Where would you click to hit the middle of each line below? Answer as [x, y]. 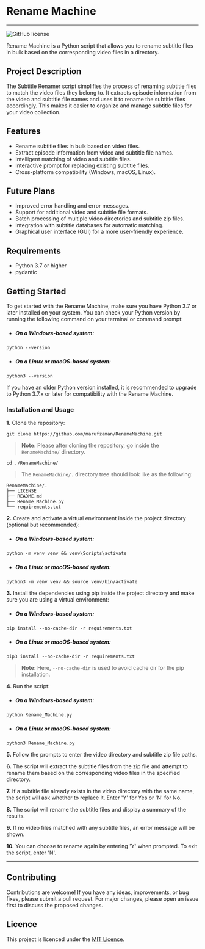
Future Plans [31, 191]
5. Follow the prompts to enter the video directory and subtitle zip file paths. [102, 755]
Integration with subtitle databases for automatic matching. [89, 225]
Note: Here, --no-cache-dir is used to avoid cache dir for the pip [103, 668]
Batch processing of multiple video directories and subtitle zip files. [100, 219]
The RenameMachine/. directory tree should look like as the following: [107, 474]
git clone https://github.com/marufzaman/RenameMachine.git [85, 434]
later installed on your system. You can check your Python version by [93, 312]
